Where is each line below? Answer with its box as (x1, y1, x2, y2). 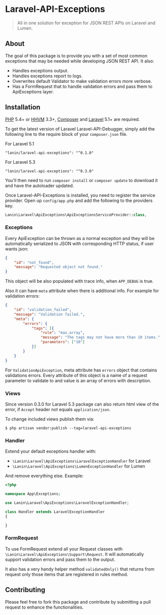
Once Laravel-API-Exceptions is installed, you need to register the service (5, 192, 156, 198)
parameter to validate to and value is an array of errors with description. (5, 377, 152, 383)
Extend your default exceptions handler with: (5, 448, 96, 454)
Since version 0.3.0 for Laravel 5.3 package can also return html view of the (5, 401, 159, 407)
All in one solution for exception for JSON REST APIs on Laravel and (17, 20, 156, 26)
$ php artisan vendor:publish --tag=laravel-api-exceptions (5, 426, 132, 430)
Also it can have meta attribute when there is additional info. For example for (5, 288, 159, 294)
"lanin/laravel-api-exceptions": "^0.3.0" (5, 169, 94, 174)
